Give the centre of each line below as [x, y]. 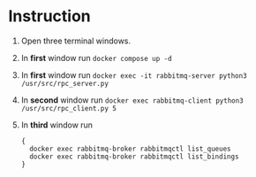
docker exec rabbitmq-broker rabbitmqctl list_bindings [134, 157]
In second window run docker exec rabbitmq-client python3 [132, 100]
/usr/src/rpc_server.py [65, 83]
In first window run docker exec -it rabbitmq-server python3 [134, 75]
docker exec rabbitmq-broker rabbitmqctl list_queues [130, 149]
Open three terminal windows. [76, 41]
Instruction [49, 16]
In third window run [57, 125]
